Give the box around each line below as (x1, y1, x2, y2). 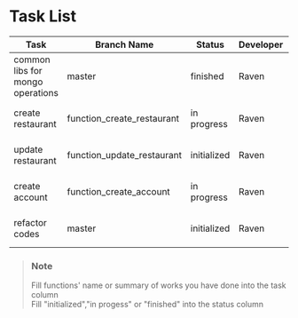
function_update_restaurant (67, 148, 183, 161)
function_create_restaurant (67, 112, 180, 124)
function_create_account (67, 185, 170, 197)
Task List (9, 6, 77, 27)
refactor (13, 216, 47, 228)
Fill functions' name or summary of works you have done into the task (30, 280, 286, 290)
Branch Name (94, 38, 154, 51)
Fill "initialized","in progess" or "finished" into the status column (30, 299, 264, 310)
